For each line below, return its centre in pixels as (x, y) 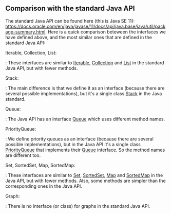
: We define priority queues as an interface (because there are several (80, 139)
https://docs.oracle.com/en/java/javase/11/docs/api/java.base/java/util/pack (85, 26)
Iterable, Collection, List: (31, 52)
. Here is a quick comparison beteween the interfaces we (106, 32)
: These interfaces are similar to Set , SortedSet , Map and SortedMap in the (84, 175)
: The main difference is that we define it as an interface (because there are (85, 88)
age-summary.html (25, 32)
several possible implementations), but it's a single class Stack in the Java (84, 93)
